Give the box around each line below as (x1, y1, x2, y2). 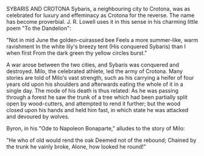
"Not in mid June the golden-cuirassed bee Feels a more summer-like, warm (6, 37, 199, 43)
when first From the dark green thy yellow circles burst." (6, 49, 147, 57)
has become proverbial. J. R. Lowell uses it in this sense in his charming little (6, 18, 199, 25)
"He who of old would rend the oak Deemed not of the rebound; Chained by (6, 136, 197, 144)
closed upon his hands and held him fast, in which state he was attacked (6, 107, 189, 113)
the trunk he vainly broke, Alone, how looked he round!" (6, 143, 146, 150)
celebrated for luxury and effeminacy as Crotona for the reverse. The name (6, 12, 195, 19)
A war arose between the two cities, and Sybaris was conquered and (6, 61, 180, 68)
